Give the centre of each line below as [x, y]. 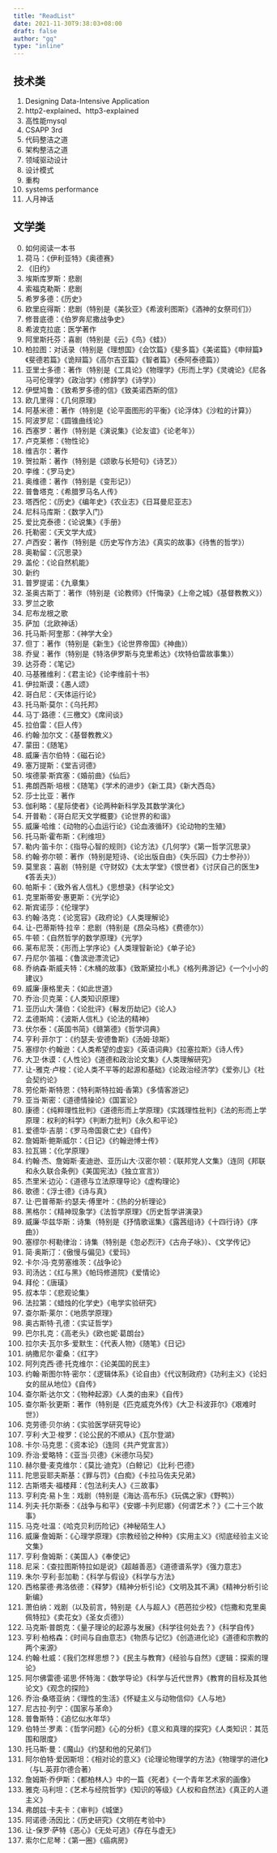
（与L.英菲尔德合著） [60, 1769]
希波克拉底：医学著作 [60, 329]
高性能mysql [46, 120]
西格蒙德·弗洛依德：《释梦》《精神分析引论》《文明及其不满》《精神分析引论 [147, 1586]
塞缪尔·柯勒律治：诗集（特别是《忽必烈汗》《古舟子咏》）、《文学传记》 [139, 1241]
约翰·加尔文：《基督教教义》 [70, 734]
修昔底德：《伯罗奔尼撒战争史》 [77, 319]
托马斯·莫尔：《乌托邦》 [63, 704]
